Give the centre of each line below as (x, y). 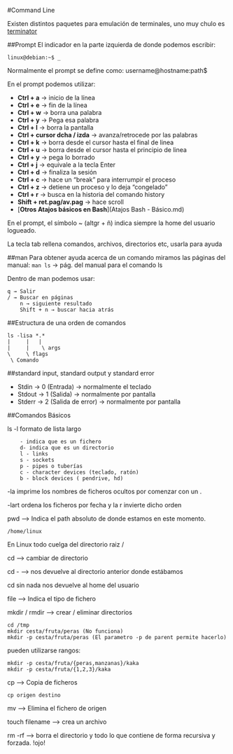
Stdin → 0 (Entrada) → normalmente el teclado (84, 387)
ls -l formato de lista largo (44, 429)
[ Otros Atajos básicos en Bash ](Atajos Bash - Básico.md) (101, 209)
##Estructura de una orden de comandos (66, 323)
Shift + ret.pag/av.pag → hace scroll (71, 202)
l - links (34, 454)
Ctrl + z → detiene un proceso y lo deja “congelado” (92, 187)
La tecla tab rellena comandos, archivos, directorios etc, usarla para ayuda (115, 244)
